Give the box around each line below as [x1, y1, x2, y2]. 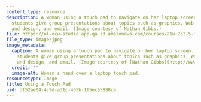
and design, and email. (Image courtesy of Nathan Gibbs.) [11, 25, 162, 32]
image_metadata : [6, 43, 47, 49]
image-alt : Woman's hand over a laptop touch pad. [11, 70, 141, 76]
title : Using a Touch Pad [6, 82, 71, 88]
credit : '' [11, 64, 39, 71]
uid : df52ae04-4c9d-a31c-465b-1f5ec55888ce [6, 87, 117, 93]
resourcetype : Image [6, 76, 58, 82]
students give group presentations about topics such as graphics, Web [11, 20, 194, 26]
